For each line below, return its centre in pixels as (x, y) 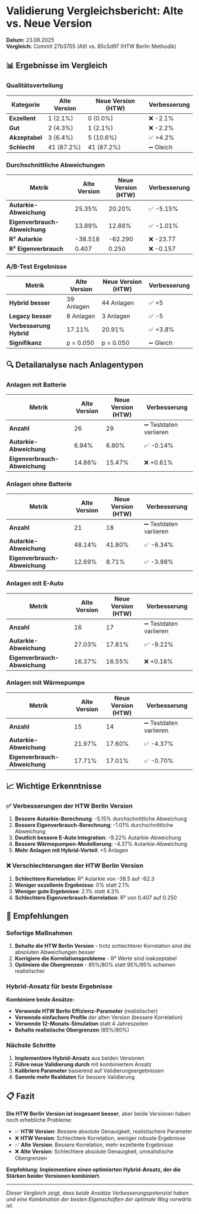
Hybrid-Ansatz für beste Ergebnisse (59, 986)
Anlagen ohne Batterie (39, 484)
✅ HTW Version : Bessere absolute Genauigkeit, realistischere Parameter (103, 1131)
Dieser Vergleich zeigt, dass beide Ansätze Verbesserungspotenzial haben (97, 1193)
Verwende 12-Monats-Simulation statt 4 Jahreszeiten (81, 1023)
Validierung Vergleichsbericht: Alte (95, 11)
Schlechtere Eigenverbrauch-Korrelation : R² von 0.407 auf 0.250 (96, 897)
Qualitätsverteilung (35, 85)
